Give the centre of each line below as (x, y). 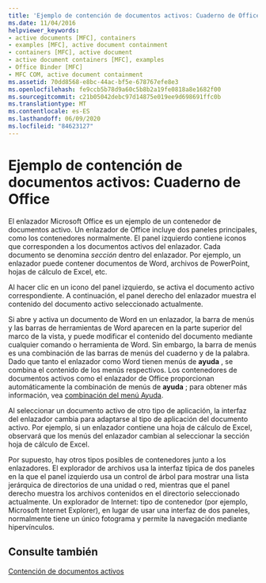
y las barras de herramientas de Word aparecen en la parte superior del (125, 328)
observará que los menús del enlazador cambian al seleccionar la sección (129, 435)
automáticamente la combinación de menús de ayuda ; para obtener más (128, 386)
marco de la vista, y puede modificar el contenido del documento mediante (131, 336)
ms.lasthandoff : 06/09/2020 (55, 119)
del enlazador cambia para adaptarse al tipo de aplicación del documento (128, 419)
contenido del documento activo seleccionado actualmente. (106, 304)
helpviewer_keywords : (44, 30)
